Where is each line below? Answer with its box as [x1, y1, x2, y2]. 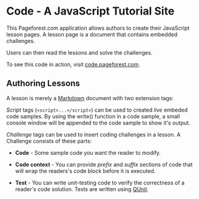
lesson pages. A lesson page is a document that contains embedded [6, 30, 178, 38]
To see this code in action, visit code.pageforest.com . [6, 61, 141, 68]
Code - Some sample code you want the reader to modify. [15, 149, 161, 156]
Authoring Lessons [6, 78, 80, 89]
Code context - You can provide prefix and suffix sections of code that [15, 161, 193, 168]
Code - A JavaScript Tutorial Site [6, 4, 175, 18]
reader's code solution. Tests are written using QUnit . [15, 185, 149, 192]
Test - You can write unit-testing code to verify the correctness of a [15, 179, 185, 186]
